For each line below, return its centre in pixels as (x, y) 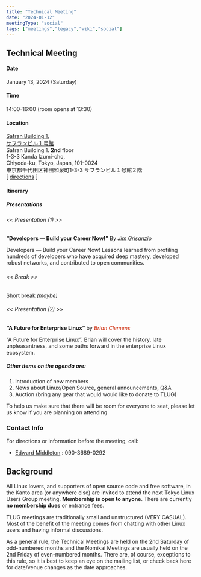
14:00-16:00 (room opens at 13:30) (49, 109)
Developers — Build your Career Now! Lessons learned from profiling (92, 250)
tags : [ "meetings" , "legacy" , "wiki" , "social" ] (64, 29)
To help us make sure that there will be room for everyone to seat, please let (100, 406)
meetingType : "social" (35, 23)
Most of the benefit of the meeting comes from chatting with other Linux (96, 523)
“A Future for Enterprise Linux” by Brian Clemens (68, 328)
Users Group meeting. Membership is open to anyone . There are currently (99, 499)
